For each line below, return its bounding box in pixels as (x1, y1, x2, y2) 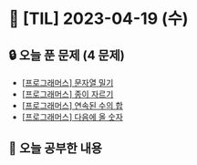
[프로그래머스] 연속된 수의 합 (21, 100, 124, 110)
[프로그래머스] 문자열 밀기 (21, 77, 114, 88)
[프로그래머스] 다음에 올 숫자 (21, 111, 124, 122)
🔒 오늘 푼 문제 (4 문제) (8, 47, 125, 63)
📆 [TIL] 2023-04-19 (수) (8, 8, 189, 29)
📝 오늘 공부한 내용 (8, 140, 102, 156)
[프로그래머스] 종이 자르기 (21, 88, 114, 99)
